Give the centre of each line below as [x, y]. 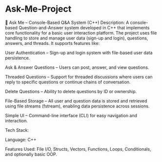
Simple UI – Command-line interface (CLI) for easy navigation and [71, 115]
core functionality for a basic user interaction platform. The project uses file [81, 33]
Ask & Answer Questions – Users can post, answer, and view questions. [77, 67]
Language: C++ [21, 140]
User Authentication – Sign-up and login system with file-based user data [79, 53]
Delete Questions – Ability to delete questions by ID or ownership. [71, 91]
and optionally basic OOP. [31, 154]
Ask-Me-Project [38, 9]
